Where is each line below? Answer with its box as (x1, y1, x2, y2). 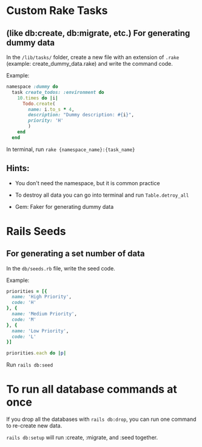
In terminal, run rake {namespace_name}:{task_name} (6, 146, 135, 153)
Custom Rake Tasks (6, 4, 108, 18)
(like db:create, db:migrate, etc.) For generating (6, 28, 190, 38)
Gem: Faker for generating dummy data (15, 203, 114, 210)
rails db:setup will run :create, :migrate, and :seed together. (6, 434, 158, 442)
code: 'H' (12, 300, 36, 306)
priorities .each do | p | (6, 350, 67, 356)
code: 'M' (12, 316, 36, 323)
